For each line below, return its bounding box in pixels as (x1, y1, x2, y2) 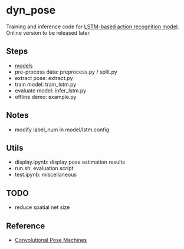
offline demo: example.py (14, 93, 77, 100)
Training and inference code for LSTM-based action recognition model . (6, 23, 179, 30)
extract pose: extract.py (14, 74, 73, 81)
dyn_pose (6, 4, 56, 17)
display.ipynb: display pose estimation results (14, 158, 126, 165)
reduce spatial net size (14, 204, 70, 211)
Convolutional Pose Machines (14, 237, 87, 243)
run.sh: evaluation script (14, 165, 74, 172)
